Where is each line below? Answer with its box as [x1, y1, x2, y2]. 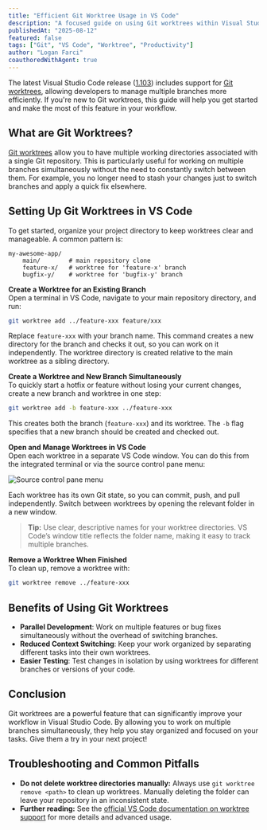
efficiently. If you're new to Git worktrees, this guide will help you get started [8, 95, 258, 104]
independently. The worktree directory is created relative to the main [8, 348, 233, 358]
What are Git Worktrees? [8, 127, 133, 140]
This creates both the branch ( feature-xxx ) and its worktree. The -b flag [8, 419, 245, 429]
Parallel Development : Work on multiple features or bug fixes [19, 622, 222, 632]
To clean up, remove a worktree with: [8, 563, 130, 574]
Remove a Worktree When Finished [8, 555, 127, 565]
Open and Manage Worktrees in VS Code [8, 443, 147, 452]
